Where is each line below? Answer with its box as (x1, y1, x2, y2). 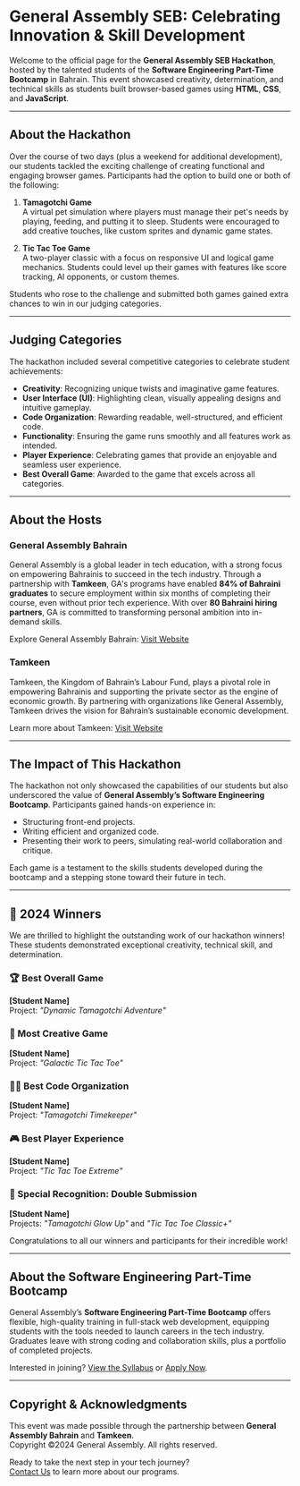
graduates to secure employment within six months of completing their (9, 588, 271, 599)
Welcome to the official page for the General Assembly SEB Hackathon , (9, 55, 276, 65)
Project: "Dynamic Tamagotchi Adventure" (9, 1005, 167, 1016)
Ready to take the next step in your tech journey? (9, 1456, 190, 1468)
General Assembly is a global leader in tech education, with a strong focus (9, 559, 283, 570)
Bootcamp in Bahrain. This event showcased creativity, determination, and (9, 73, 284, 84)
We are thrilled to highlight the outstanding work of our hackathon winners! (9, 930, 286, 941)
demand (9, 616, 40, 627)
